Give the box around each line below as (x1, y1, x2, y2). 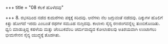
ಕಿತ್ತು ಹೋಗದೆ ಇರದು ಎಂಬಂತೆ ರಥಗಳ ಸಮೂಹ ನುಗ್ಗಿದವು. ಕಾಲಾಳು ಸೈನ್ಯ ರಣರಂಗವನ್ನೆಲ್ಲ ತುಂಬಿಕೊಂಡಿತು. (5, 20, 160, 26)
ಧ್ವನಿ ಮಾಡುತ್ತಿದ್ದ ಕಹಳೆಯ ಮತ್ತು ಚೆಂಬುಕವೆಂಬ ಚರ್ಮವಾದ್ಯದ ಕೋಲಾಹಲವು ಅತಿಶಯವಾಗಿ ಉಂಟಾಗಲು (5, 26, 157, 32)
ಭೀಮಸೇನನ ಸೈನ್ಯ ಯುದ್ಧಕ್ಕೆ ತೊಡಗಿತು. (5, 32, 60, 38)
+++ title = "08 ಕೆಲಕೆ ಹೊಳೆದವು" (5, 5, 64, 10)
